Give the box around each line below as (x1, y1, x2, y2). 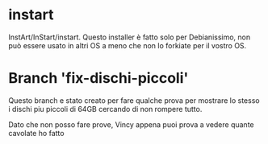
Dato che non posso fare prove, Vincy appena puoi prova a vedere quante (8, 119, 254, 130)
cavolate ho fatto (8, 128, 65, 138)
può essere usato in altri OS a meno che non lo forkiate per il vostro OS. (8, 40, 247, 50)
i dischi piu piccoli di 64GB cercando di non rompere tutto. (8, 104, 203, 113)
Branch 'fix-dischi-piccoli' (8, 69, 189, 88)
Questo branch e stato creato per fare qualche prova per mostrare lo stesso (8, 95, 260, 105)
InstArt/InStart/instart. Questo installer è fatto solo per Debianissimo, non (8, 32, 251, 42)
